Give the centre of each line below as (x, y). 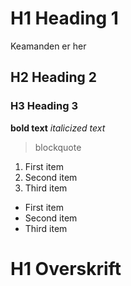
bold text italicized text (58, 128)
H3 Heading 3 (44, 106)
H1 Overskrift (66, 268)
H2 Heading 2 (53, 77)
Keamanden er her (48, 46)
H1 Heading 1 (64, 18)
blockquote (58, 147)
